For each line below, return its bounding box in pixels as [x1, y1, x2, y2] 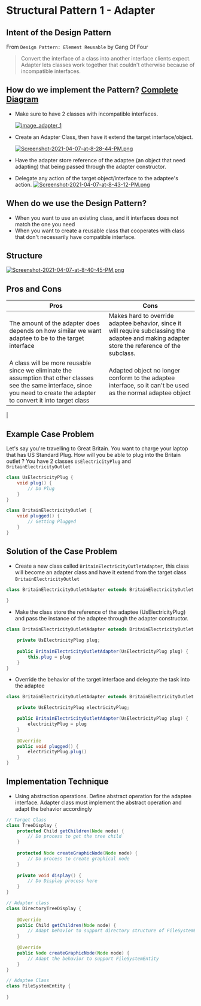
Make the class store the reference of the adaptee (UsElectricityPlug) [14, 608, 186, 616]
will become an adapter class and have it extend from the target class [14, 568, 187, 575]
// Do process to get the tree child [28, 834, 121, 840]
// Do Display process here [28, 878, 98, 884]
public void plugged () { [17, 743, 79, 749]
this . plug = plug [28, 654, 71, 660]
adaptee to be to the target [9, 334, 84, 343]
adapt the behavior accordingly [14, 805, 93, 812]
